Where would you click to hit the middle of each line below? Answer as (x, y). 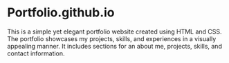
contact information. (36, 53)
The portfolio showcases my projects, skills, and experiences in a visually (112, 38)
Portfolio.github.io (61, 13)
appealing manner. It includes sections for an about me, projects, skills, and (115, 46)
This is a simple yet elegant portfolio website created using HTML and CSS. (115, 32)
